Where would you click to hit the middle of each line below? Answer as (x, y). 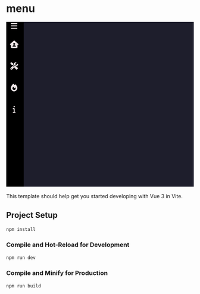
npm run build (24, 286)
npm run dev (21, 258)
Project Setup (32, 215)
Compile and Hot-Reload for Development (68, 245)
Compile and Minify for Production (57, 273)
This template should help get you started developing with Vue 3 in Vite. (95, 196)
